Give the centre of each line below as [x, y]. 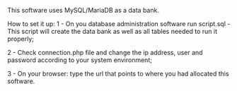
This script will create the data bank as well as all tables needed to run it [112, 31]
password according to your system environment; [80, 60]
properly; [21, 39]
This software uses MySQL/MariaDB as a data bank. [83, 10]
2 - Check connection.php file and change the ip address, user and [105, 53]
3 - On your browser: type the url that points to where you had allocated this [118, 74]
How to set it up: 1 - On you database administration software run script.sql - [119, 24]
